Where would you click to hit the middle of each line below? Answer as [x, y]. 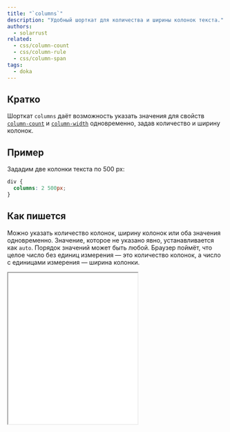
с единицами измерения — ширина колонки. [74, 262]
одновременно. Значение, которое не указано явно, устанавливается [111, 240]
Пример [26, 152]
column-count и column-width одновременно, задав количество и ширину [114, 123]
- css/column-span [40, 59]
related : [20, 39]
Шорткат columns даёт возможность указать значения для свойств [106, 116]
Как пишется [37, 216]
